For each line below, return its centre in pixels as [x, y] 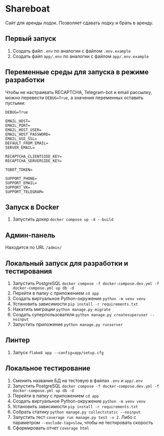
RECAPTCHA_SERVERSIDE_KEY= [34, 161]
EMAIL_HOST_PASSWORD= [28, 134]
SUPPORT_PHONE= [21, 178]
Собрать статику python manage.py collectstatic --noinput [76, 412]
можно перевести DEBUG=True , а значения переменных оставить [74, 98]
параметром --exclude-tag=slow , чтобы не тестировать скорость [83, 422]
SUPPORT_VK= [18, 187]
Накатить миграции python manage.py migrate [62, 309]
